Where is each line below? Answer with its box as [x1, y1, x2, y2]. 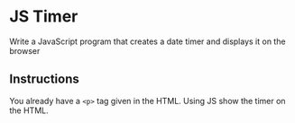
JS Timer [9, 6, 78, 27]
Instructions [9, 72, 79, 87]
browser [9, 45, 41, 56]
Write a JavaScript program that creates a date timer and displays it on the [9, 36, 286, 47]
